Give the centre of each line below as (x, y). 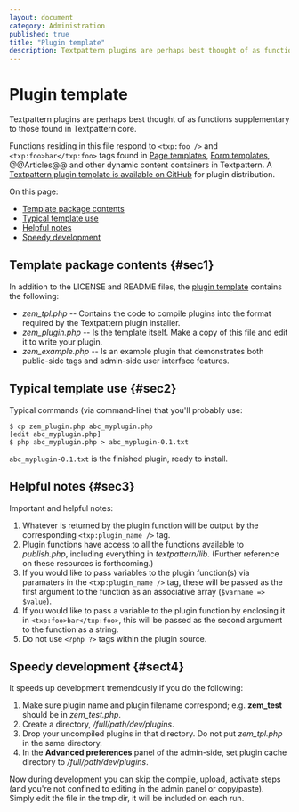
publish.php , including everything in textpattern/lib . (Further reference (150, 554)
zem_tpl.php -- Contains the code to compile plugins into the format (146, 313)
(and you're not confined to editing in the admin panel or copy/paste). (137, 789)
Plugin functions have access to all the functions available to (133, 544)
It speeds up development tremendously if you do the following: (126, 688)
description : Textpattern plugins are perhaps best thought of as (135, 51)
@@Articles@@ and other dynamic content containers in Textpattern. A (141, 165)
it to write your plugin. (62, 341)
